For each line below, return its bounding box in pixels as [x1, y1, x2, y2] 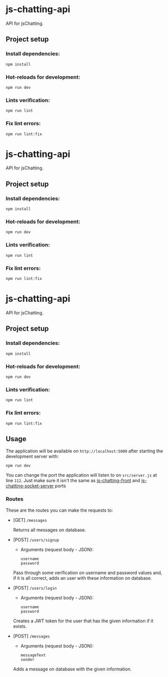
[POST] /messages [13, 633, 50, 639]
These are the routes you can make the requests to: [6, 507, 113, 513]
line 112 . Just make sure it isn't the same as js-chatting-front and [6, 478, 140, 484]
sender [20, 657, 35, 662]
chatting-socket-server [6, 483, 54, 489]
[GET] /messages [13, 517, 47, 523]
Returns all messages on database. [13, 526, 86, 533]
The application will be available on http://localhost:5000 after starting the [6, 448, 163, 454]
